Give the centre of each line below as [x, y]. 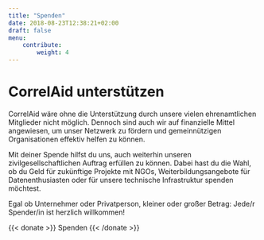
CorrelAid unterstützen [86, 92]
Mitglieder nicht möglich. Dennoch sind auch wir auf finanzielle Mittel [122, 122]
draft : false [30, 30]
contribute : [42, 45]
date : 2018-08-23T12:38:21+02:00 [64, 23]
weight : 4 [53, 52]
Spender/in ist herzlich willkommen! [67, 212]
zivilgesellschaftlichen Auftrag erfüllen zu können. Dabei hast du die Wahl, [130, 163]
